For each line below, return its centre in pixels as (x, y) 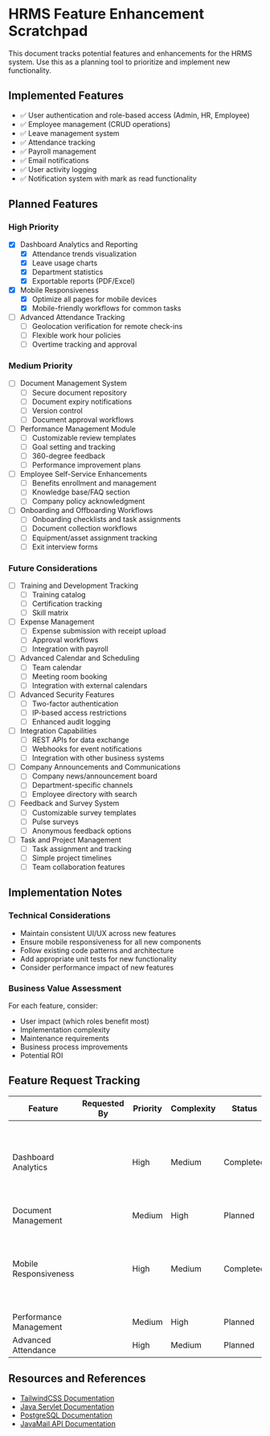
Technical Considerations (59, 916)
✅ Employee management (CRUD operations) (95, 124)
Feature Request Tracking (74, 1081)
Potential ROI (41, 1055)
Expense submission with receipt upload (99, 631)
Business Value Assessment (65, 988)
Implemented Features (66, 96)
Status (245, 1108)
